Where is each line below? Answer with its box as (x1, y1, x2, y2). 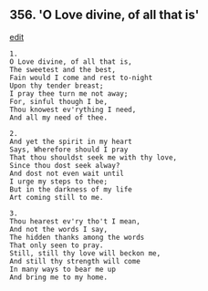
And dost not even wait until (9, 169, 125, 178)
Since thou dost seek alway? (9, 161, 120, 170)
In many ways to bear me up (9, 265, 117, 274)
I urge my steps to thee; (9, 177, 108, 186)
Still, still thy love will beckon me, (9, 248, 161, 258)
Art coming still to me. (9, 192, 104, 202)
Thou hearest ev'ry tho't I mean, (9, 216, 141, 226)
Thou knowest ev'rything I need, (9, 105, 137, 114)
